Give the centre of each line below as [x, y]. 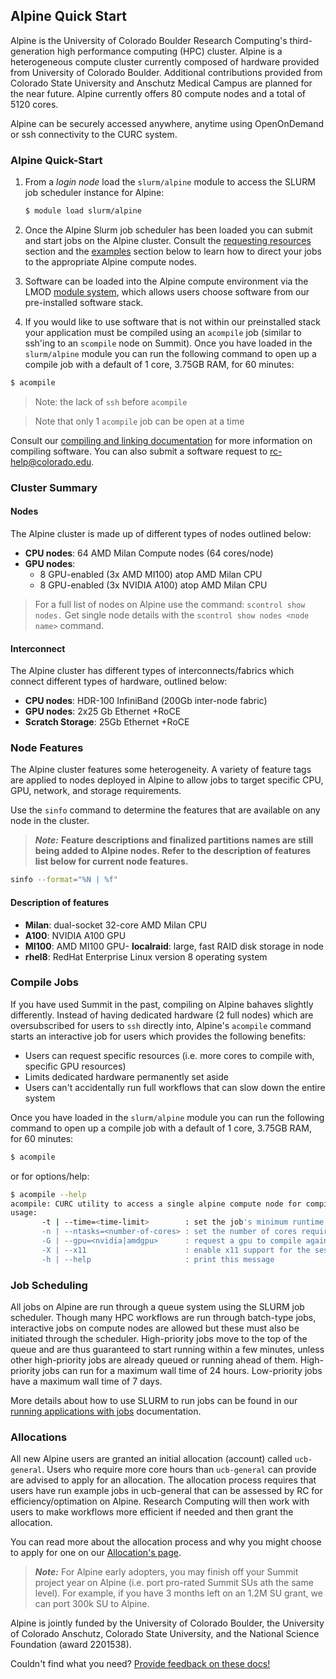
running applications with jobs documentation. [106, 1411]
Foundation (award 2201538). [71, 1645]
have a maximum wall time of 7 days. [86, 1381]
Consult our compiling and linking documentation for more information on [161, 440]
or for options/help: [50, 1176]
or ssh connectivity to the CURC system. [94, 134]
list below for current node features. [111, 861]
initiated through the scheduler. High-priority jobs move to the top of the [159, 1339]
